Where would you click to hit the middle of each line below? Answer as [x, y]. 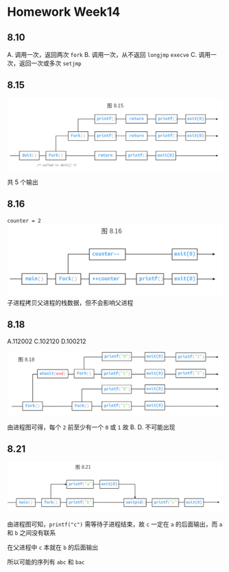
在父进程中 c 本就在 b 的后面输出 [53, 547]
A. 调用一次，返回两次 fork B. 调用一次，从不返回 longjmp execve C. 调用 [109, 55]
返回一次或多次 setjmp [50, 63]
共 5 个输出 [23, 182]
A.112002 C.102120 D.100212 [47, 341]
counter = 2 [24, 221]
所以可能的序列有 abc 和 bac [46, 562]
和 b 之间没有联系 [32, 532]
